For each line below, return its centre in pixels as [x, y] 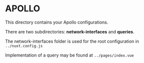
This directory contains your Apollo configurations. [57, 22]
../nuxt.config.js [24, 46]
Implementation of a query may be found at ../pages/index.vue [70, 55]
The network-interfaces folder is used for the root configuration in [72, 41]
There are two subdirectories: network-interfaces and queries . [70, 31]
